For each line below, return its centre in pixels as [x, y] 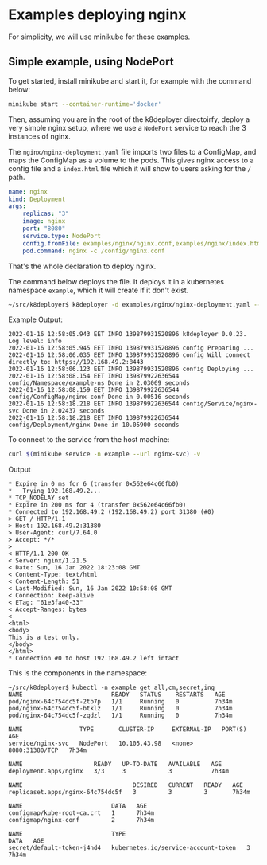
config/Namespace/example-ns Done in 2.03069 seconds [99, 383]
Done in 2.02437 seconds [64, 411]
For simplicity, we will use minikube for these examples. [99, 37]
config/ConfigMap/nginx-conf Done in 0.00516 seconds [99, 397]
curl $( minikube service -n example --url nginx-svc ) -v [104, 454]
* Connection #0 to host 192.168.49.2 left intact [94, 659]
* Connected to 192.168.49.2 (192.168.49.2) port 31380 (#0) [112, 512]
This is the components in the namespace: [78, 673]
